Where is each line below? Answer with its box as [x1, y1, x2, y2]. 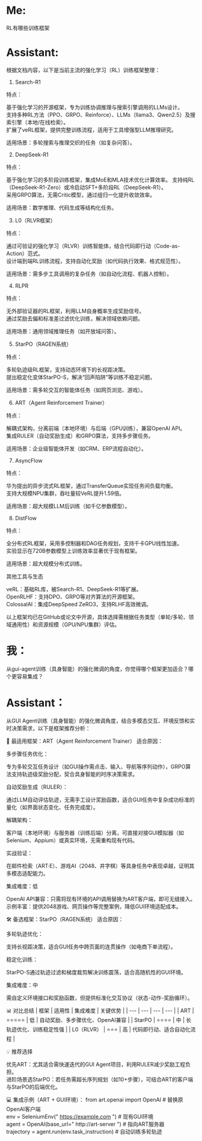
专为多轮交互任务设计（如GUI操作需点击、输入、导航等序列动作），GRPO [6, 763, 186, 770]
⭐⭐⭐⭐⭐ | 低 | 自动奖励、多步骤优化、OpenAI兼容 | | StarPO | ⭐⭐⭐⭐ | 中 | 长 [6, 1016, 192, 1023]
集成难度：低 [6, 882, 38, 890]
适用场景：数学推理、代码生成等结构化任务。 [6, 204, 117, 211]
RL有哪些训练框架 [6, 24, 50, 31]
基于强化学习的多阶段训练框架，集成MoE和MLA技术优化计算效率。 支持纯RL [6, 176, 195, 183]
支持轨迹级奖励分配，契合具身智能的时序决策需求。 [11, 770, 138, 778]
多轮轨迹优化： [6, 930, 43, 937]
